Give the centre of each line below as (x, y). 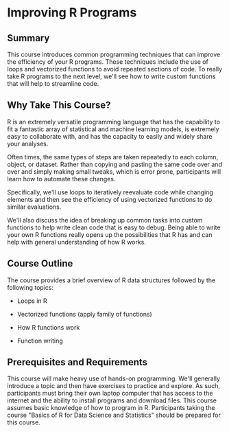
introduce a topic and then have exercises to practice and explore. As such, (114, 386)
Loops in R (32, 301)
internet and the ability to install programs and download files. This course (112, 400)
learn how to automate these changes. (61, 179)
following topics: (30, 287)
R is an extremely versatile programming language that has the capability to (114, 122)
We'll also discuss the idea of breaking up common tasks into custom (105, 220)
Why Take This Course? (59, 105)
